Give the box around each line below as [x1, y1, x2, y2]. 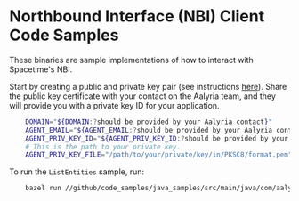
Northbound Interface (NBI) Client [9, 6, 265, 27]
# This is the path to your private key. [25, 142, 181, 151]
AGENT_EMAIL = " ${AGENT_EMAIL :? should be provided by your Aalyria [25, 125, 273, 134]
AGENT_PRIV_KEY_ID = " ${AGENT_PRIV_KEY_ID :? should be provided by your [25, 133, 289, 143]
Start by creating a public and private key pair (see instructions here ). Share [9, 81, 287, 92]
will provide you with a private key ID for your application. [9, 100, 220, 110]
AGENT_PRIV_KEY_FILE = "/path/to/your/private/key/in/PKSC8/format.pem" [25, 150, 293, 159]
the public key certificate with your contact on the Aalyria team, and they [9, 91, 276, 101]
